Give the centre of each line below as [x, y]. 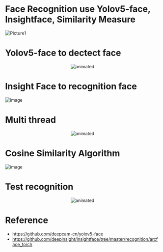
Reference [27, 220]
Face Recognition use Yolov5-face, [78, 9]
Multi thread [31, 120]
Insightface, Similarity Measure [70, 19]
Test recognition [39, 186]
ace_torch [22, 244]
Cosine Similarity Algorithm [63, 153]
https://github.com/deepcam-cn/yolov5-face [58, 234]
